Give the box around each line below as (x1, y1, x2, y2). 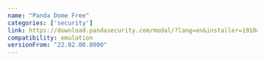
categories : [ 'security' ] (7, 19, 93, 27)
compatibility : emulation (7, 33, 93, 42)
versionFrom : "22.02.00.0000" (7, 41, 108, 49)
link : (7, 26, 25, 34)
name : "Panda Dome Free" (7, 11, 90, 20)
